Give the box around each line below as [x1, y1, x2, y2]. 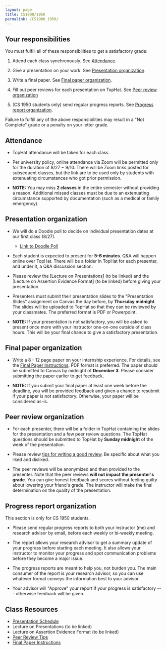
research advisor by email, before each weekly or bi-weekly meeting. [12, 530, 154, 536]
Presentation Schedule [12, 618, 59, 625]
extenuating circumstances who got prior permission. [12, 175, 122, 181]
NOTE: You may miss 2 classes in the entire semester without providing [12, 185, 160, 191]
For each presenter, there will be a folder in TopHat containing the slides [12, 426, 160, 432]
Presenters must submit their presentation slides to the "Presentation [12, 293, 154, 299]
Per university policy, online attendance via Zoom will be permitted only [12, 159, 159, 165]
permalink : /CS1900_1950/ [5, 16, 58, 21]
